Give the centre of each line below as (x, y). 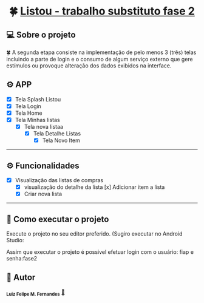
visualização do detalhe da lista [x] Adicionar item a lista (94, 187)
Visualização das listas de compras (59, 180)
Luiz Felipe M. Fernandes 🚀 (36, 293)
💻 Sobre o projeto (41, 35)
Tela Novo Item (61, 140)
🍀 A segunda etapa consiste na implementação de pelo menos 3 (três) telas (101, 52)
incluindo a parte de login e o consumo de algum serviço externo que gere (100, 59)
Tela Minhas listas (37, 120)
